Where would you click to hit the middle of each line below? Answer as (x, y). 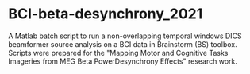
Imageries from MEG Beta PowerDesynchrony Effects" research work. (123, 61)
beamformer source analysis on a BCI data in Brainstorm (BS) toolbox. (123, 44)
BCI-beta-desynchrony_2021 (106, 14)
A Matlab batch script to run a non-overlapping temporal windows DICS (125, 36)
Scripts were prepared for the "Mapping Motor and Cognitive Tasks (118, 53)
